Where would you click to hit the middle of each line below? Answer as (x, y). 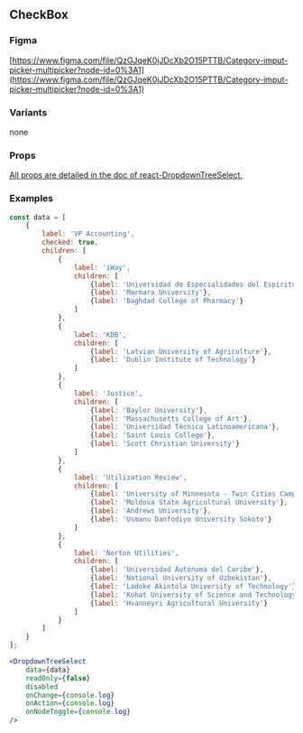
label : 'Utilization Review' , (130, 478)
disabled (42, 687)
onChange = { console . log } (70, 695)
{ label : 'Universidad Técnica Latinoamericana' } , (185, 427)
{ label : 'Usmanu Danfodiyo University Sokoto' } (181, 520)
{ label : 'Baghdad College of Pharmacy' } (167, 302)
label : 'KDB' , (100, 334)
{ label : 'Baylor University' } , (148, 410)
